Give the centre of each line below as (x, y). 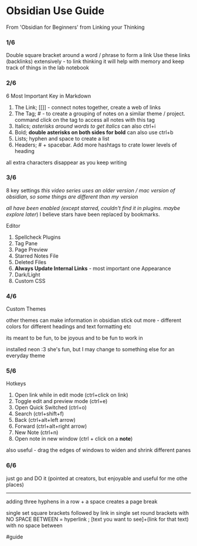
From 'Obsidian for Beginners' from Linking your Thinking (75, 27)
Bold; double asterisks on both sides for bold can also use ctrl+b (94, 132)
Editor (13, 225)
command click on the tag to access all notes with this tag (85, 119)
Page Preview (31, 249)
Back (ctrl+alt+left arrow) (45, 420)
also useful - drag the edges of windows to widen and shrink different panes (98, 450)
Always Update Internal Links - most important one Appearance (93, 268)
